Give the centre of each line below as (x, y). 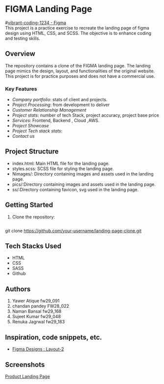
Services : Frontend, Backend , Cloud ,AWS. (56, 120)
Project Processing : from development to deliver (61, 105)
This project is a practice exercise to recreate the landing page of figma (77, 28)
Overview (20, 54)
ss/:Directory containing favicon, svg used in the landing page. (75, 189)
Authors (18, 289)
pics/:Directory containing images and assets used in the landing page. (84, 184)
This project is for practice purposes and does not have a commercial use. (80, 76)
